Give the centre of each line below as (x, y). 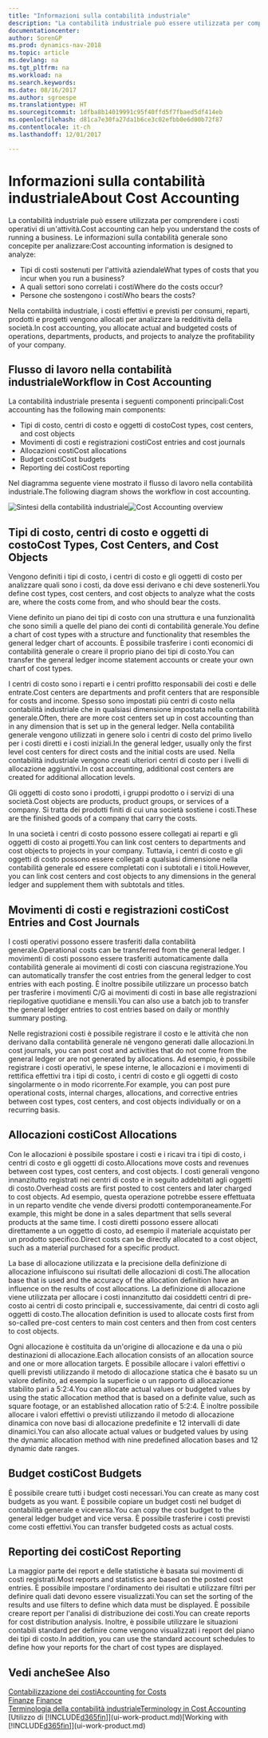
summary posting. (38, 1018)
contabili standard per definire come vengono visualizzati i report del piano (132, 1630)
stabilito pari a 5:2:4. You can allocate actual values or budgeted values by (129, 1389)
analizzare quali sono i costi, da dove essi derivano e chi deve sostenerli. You (134, 585)
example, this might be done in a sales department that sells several (120, 1213)
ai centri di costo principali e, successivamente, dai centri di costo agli (144, 1305)
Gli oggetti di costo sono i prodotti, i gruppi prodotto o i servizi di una (121, 793)
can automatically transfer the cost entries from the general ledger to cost (130, 975)
